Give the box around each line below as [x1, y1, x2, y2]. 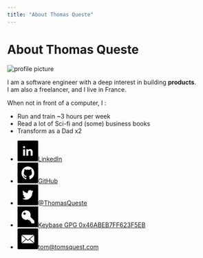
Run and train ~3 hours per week [17, 112, 111, 120]
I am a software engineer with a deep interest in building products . [7, 78, 197, 86]
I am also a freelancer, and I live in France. [7, 85, 127, 93]
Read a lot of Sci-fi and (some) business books [17, 119, 151, 128]
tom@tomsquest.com [37, 242, 99, 251]
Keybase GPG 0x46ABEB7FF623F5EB [37, 221, 146, 229]
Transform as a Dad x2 [17, 126, 83, 135]
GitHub [37, 177, 58, 185]
